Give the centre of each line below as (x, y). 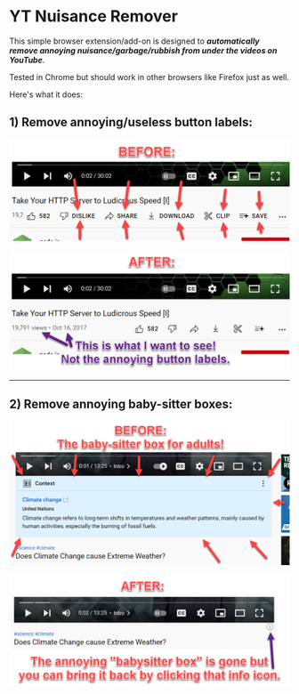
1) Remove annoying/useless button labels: (131, 122)
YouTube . (27, 60)
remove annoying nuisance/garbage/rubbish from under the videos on (143, 50)
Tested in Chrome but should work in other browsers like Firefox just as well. (149, 77)
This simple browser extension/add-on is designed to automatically (134, 41)
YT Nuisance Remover (93, 16)
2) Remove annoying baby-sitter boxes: (121, 403)
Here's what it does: (46, 94)
